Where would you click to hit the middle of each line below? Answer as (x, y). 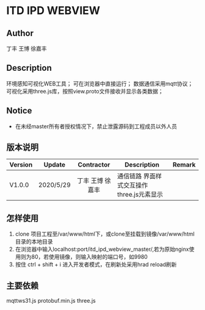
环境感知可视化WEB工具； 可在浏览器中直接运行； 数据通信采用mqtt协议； (100, 84)
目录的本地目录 (34, 242)
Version (21, 165)
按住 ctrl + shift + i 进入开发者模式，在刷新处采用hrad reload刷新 (96, 265)
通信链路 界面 (136, 176)
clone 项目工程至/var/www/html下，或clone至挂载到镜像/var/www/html (105, 234)
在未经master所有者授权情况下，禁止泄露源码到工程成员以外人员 (96, 126)
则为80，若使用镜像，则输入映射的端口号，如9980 (84, 257)
